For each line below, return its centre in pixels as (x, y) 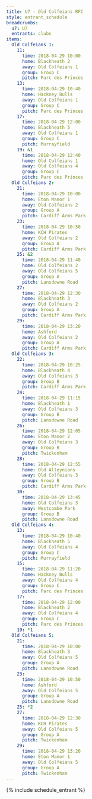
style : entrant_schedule (37, 17)
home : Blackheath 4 (46, 370)
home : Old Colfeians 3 (50, 503)
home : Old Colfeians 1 (50, 161)
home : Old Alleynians (49, 470)
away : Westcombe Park (49, 508)
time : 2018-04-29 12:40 (51, 155)
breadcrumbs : (22, 23)
